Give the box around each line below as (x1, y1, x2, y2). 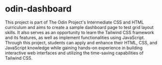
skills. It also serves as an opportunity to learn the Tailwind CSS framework (5, 29, 154, 35)
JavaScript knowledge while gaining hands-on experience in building (5, 45, 143, 51)
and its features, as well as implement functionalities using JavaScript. (5, 35, 145, 40)
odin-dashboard (5, 3, 72, 14)
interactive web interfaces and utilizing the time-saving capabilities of (5, 50, 144, 56)
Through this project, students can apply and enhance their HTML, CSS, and (5, 39, 158, 45)
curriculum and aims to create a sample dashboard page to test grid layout (5, 24, 154, 30)
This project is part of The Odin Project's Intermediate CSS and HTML (5, 19, 144, 25)
